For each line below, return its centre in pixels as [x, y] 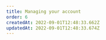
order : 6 [17, 17]
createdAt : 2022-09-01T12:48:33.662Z [53, 22]
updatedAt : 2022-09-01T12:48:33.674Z [53, 28]
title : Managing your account [44, 11]
